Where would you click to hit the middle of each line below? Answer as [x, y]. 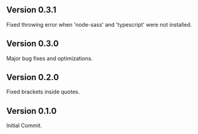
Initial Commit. [24, 126]
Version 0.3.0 [32, 44]
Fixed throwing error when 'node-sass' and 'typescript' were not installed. [99, 24]
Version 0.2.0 [33, 77]
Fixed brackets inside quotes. [43, 92]
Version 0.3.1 [31, 10]
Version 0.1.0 [32, 111]
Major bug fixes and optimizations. [50, 58]
